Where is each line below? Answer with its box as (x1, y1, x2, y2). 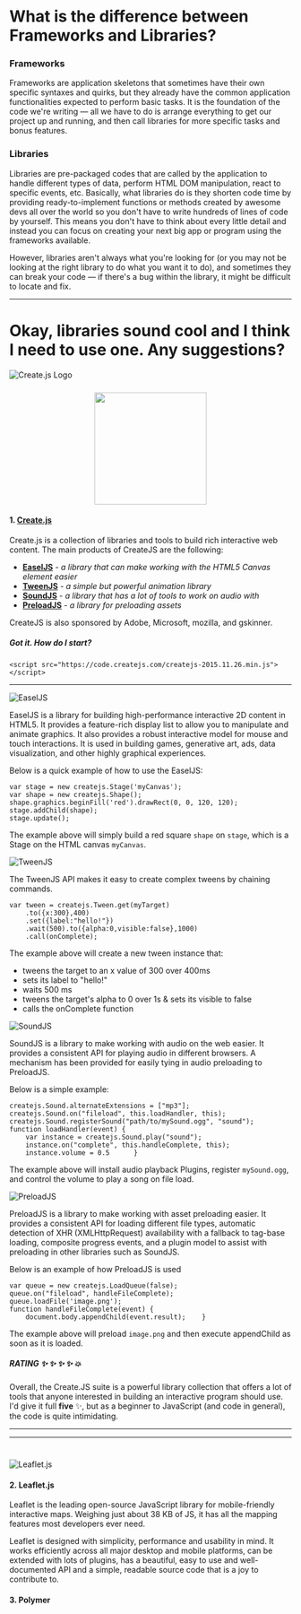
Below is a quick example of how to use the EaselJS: (9, 765, 203, 776)
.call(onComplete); (25, 932, 99, 941)
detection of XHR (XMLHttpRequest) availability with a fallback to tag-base (9, 1227, 285, 1238)
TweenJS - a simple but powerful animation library (21, 580, 212, 591)
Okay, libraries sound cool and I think (9, 320, 291, 341)
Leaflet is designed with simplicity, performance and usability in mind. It (9, 1536, 275, 1547)
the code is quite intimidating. (9, 1410, 119, 1421)
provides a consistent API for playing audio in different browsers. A (9, 1047, 257, 1058)
